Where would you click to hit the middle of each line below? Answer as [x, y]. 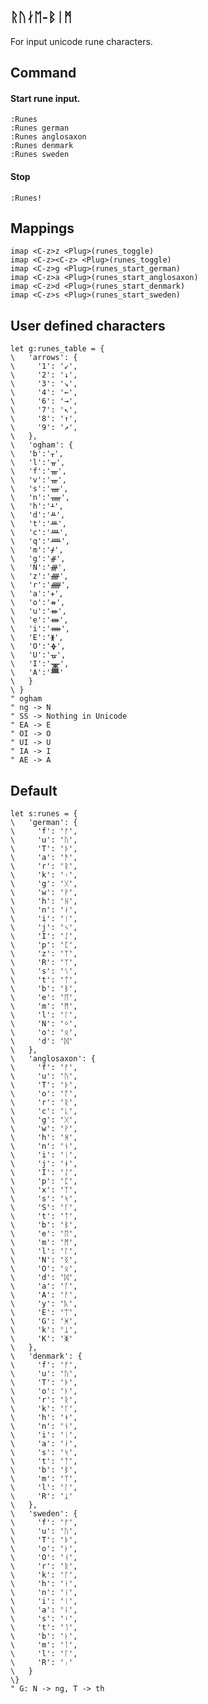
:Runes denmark [42, 146]
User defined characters [88, 325]
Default [34, 790]
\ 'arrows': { [44, 358]
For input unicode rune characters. [81, 41]
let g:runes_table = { [57, 349]
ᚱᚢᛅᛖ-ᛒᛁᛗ [41, 17]
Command [43, 73]
